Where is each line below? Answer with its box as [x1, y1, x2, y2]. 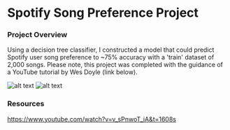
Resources [7, 99, 45, 109]
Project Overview [7, 30, 68, 40]
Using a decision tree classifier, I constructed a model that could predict [7, 45, 215, 54]
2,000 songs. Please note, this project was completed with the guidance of [7, 61, 224, 69]
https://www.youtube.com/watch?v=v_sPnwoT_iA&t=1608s [7, 115, 177, 123]
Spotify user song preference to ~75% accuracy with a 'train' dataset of [7, 53, 215, 62]
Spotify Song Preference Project [7, 5, 199, 21]
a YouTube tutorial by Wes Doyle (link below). [7, 68, 138, 76]
